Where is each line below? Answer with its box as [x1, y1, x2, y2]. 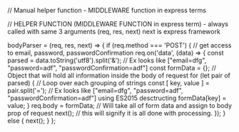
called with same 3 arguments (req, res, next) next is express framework [7, 28, 221, 35]
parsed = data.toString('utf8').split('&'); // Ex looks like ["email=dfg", [7, 56, 207, 65]
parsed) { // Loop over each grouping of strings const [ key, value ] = [7, 79, 210, 87]
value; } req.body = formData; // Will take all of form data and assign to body [7, 101, 232, 109]
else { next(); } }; [7, 116, 56, 125]
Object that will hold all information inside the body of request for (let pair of [7, 71, 230, 79]
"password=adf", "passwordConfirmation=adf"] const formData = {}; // [7, 64, 216, 72]
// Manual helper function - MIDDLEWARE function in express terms [7, 6, 207, 14]
